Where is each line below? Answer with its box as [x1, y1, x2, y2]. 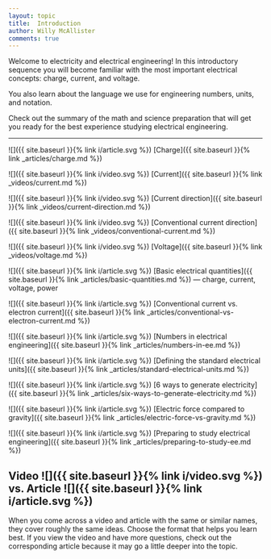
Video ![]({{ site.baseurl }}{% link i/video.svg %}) [8, 469, 263, 482]
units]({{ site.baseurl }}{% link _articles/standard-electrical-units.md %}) [8, 365, 250, 374]
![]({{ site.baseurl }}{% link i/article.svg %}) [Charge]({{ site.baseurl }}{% [8, 145, 251, 155]
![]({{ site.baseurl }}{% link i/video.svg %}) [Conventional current [8, 218, 224, 227]
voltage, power [8, 283, 59, 293]
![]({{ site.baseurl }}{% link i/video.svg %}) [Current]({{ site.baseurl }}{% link [8, 169, 263, 179]
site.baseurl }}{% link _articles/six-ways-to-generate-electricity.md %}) [19, 389, 256, 398]
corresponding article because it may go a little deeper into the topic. [8, 541, 238, 551]
